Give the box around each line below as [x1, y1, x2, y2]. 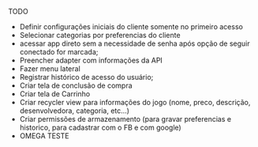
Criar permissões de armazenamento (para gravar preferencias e [19, 115, 231, 123]
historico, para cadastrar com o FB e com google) [19, 122, 181, 132]
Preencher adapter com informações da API [19, 55, 163, 65]
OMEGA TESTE [19, 131, 69, 141]
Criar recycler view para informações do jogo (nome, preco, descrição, [19, 98, 251, 107]
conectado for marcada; [19, 47, 99, 56]
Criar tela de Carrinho [19, 89, 91, 98]
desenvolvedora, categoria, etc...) [19, 106, 130, 115]
